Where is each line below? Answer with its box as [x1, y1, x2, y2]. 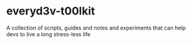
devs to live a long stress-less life [6, 30, 90, 37]
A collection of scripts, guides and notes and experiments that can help [6, 24, 186, 31]
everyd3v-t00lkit [6, 4, 95, 18]
